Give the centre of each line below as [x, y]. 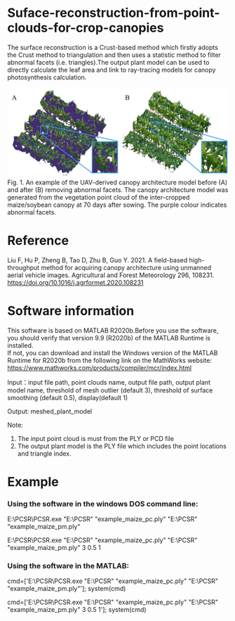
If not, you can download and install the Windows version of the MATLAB [113, 352]
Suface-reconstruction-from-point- [114, 13]
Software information [71, 310]
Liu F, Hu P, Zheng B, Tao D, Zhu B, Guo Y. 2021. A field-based [98, 260]
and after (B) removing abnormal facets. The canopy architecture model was [118, 190]
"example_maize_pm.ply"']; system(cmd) [67, 589]
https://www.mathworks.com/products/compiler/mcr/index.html [99, 368]
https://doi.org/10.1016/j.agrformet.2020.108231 [75, 282]
